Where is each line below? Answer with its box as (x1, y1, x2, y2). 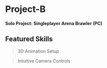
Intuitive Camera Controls (17, 57, 71, 63)
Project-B (5, 3, 46, 15)
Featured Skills (5, 35, 53, 43)
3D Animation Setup (17, 48, 59, 54)
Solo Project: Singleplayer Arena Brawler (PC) (5, 20, 102, 26)
